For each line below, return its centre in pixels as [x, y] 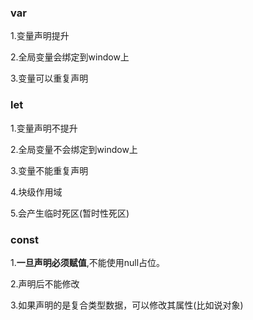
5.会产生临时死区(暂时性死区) [70, 213]
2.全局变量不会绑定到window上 [74, 149]
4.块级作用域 [36, 192]
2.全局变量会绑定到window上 [70, 57]
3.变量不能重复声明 [49, 170]
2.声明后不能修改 [45, 283]
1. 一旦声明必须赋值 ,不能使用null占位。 [88, 262]
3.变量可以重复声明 [49, 78]
